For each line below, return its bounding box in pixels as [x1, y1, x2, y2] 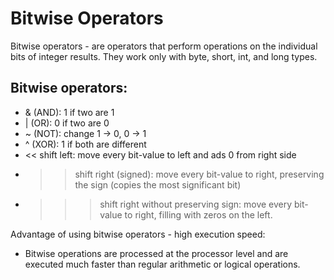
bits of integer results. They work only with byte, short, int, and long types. [10, 50, 318, 62]
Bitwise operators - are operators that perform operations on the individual [10, 40, 318, 52]
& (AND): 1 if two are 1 [24, 106, 115, 118]
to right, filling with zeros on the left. [124, 208, 273, 221]
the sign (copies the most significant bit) [74, 178, 242, 191]
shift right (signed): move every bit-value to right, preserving [74, 168, 325, 180]
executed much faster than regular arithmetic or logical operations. [24, 258, 301, 270]
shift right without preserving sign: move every [99, 198, 293, 210]
